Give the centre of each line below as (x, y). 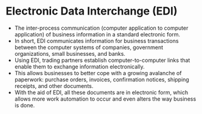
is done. (24, 105)
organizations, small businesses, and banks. (70, 53)
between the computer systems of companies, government (89, 47)
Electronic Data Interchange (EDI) (92, 11)
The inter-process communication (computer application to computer (101, 28)
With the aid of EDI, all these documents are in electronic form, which (101, 92)
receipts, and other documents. (54, 85)
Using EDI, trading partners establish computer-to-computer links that (102, 60)
